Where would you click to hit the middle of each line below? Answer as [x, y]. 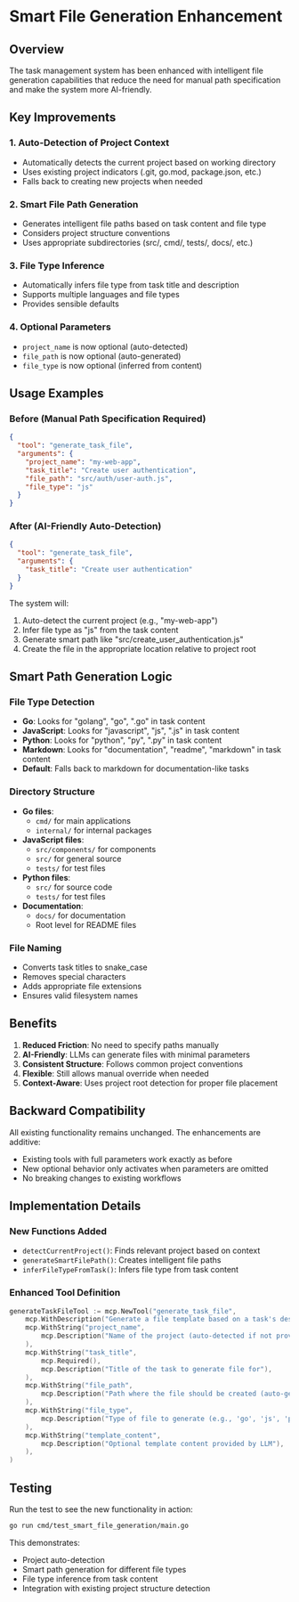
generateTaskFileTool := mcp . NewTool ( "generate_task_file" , [123, 1311]
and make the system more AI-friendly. [81, 89]
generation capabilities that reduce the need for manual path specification [145, 80]
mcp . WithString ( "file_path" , [79, 1386]
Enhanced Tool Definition [65, 1293]
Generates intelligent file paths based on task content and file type [144, 224]
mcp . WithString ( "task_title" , [81, 1352]
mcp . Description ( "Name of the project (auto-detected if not [157, 1336]
